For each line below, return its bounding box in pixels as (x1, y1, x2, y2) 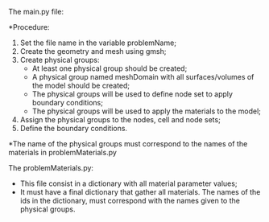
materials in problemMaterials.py (8, 148, 117, 157)
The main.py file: (8, 7, 64, 16)
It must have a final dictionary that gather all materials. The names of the (19, 187, 261, 196)
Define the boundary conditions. (19, 124, 127, 133)
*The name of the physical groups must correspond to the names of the (8, 139, 248, 148)
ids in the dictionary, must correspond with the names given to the (19, 196, 240, 205)
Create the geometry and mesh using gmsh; (19, 47, 167, 55)
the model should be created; (31, 80, 130, 90)
